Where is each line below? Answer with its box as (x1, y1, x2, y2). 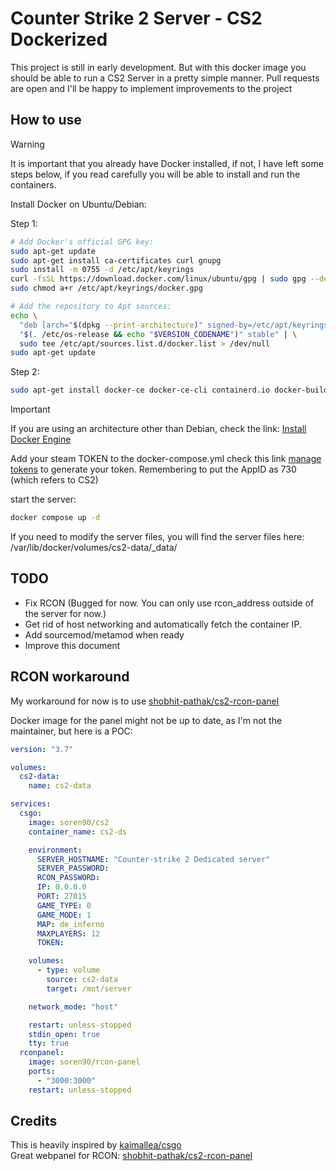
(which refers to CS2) (10, 474, 99, 486)
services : (10, 799, 52, 809)
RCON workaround (10, 668, 130, 686)
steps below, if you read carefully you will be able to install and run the (10, 168, 301, 180)
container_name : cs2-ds (28, 827, 128, 837)
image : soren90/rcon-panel (28, 1057, 141, 1067)
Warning (10, 138, 45, 150)
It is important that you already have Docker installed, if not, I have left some (10, 157, 324, 169)
